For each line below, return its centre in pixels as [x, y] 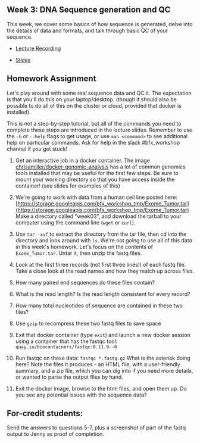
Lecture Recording [38, 48]
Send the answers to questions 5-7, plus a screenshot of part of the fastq [96, 428]
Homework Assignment [51, 79]
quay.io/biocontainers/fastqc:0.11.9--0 [66, 347]
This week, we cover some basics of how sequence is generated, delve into [100, 24]
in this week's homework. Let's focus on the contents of [84, 247]
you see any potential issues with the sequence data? [81, 395]
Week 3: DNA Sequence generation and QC [89, 10]
